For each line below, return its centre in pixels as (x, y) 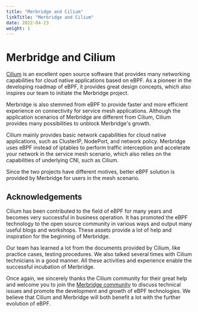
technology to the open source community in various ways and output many (99, 224)
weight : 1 (18, 28)
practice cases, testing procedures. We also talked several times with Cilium (99, 254)
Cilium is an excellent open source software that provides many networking (98, 74)
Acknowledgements (44, 197)
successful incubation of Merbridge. (51, 267)
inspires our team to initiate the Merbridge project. (68, 93)
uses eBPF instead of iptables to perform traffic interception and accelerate (98, 148)
